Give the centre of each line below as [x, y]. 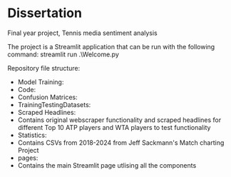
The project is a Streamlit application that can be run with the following [111, 46]
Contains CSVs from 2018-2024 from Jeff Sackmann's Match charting [121, 142]
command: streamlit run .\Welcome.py [63, 54]
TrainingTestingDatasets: [54, 104]
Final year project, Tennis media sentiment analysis [83, 33]
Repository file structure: [44, 68]
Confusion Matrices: [48, 97]
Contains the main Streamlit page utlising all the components [107, 165]
